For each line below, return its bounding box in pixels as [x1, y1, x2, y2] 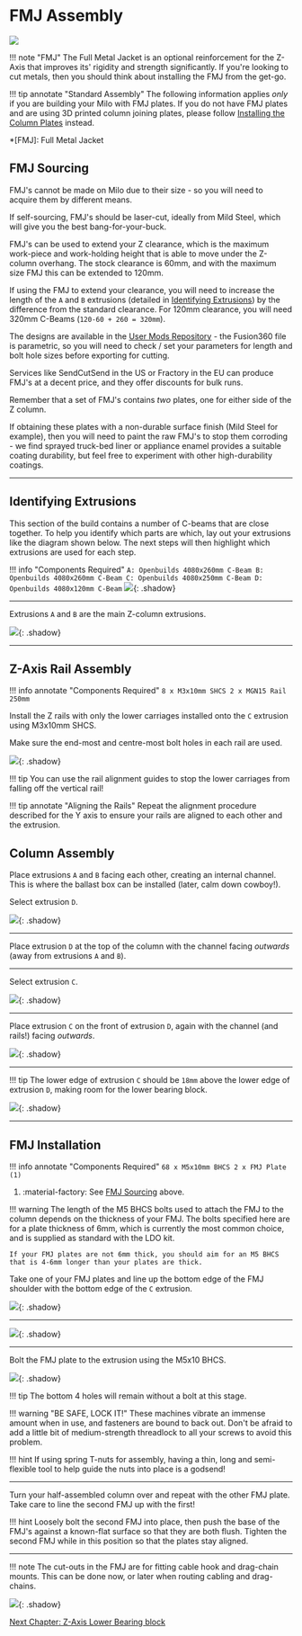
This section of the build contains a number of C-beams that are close [9, 518, 270, 529]
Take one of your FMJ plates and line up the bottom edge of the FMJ [9, 1274, 264, 1284]
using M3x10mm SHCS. [9, 720, 97, 731]
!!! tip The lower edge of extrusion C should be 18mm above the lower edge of [9, 1075, 290, 1086]
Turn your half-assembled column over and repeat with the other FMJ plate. [9, 1489, 290, 1500]
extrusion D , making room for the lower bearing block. [9, 1085, 209, 1095]
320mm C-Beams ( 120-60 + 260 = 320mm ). [9, 313, 166, 324]
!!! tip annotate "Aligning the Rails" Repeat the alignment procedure [9, 800, 257, 811]
